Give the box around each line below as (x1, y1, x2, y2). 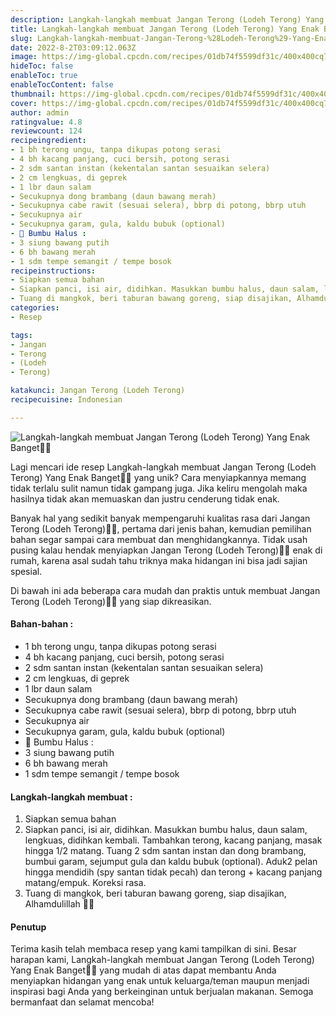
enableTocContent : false (10, 80, 114, 90)
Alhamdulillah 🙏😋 (24, 898, 95, 910)
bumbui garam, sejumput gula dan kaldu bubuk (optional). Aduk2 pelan (24, 856, 318, 868)
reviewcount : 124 (10, 126, 83, 136)
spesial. (10, 565, 43, 577)
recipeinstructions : (10, 266, 97, 276)
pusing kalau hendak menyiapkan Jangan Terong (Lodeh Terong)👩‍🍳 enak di (10, 544, 323, 556)
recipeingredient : (10, 136, 87, 146)
